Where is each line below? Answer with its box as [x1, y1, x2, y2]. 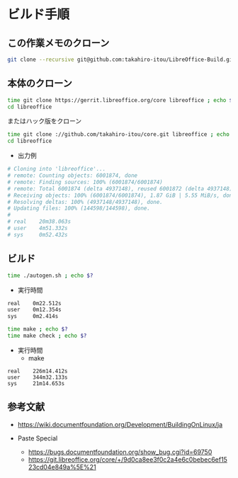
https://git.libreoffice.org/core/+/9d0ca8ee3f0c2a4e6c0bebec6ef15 [28, 455, 228, 464]
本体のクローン [7, 77, 72, 89]
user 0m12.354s [7, 306, 62, 314]
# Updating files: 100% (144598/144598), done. [7, 205, 151, 212]
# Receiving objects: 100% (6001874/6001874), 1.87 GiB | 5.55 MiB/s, [7, 192, 220, 199]
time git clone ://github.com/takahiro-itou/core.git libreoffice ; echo [7, 131, 230, 138]
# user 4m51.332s [7, 224, 69, 232]
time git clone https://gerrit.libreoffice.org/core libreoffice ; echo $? [7, 96, 236, 103]
